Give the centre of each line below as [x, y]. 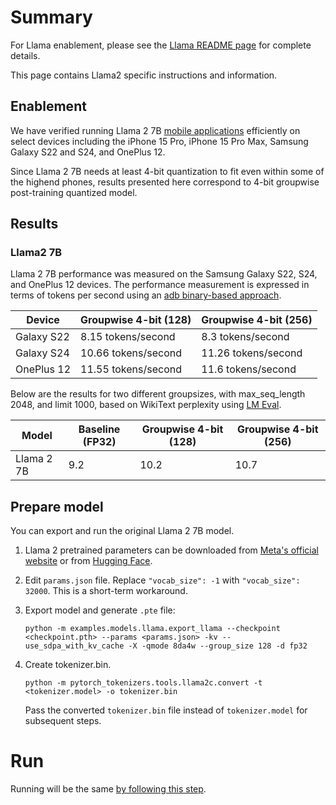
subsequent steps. [63, 721]
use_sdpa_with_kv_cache [74, 646]
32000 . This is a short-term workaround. [106, 591]
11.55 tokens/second [131, 369]
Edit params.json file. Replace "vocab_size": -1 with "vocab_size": [162, 580]
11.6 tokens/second [249, 369]
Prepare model [57, 506]
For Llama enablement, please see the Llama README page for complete [161, 45]
